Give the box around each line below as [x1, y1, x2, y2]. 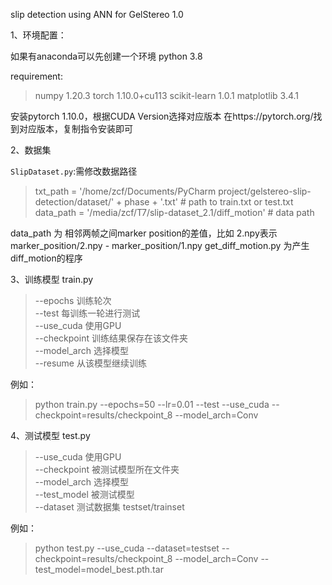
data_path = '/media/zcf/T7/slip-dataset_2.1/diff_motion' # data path [34, 207, 315, 218]
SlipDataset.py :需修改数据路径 [10, 165, 138, 177]
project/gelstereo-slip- [218, 185, 312, 197]
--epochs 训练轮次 [34, 295, 112, 306]
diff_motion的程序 [10, 252, 83, 264]
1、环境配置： [10, 29, 67, 41]
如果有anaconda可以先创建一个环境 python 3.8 [10, 50, 203, 62]
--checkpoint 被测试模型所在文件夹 [34, 464, 180, 475]
